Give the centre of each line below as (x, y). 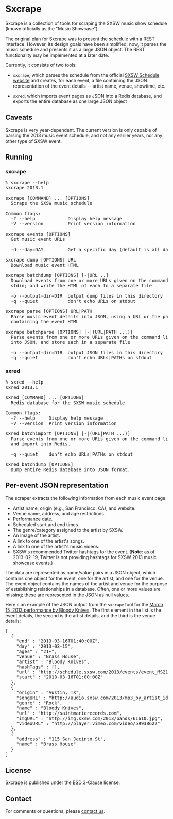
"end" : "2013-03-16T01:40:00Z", (58, 641)
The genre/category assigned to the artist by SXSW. (68, 530)
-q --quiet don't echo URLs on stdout (73, 301)
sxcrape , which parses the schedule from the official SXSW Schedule (86, 75)
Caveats (19, 118)
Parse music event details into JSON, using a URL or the (85, 317)
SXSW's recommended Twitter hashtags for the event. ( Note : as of (84, 552)
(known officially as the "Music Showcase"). (52, 28)
